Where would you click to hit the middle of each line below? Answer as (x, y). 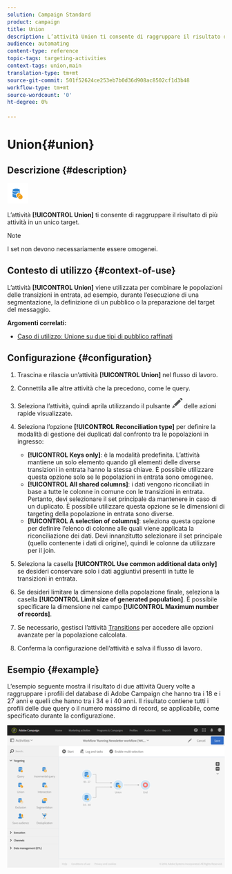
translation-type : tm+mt (43, 73)
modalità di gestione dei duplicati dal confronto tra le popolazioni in (113, 434)
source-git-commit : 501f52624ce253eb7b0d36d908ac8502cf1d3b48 (98, 80)
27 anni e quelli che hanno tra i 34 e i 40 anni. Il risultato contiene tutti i (108, 701)
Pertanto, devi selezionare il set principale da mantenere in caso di (122, 499)
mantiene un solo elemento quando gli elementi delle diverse (114, 462)
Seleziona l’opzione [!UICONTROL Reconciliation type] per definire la (116, 426)
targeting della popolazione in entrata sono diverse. (101, 513)
